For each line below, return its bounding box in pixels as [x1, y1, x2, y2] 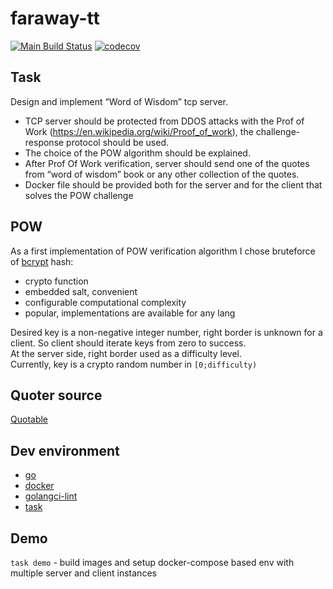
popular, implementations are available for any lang [24, 307, 236, 319]
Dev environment [10, 442, 120, 459]
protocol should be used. [66, 136, 170, 148]
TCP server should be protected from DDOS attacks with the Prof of [24, 115, 305, 127]
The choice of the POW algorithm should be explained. [24, 147, 251, 159]
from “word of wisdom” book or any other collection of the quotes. [24, 168, 300, 180]
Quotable [10, 413, 49, 426]
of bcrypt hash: [10, 255, 74, 267]
